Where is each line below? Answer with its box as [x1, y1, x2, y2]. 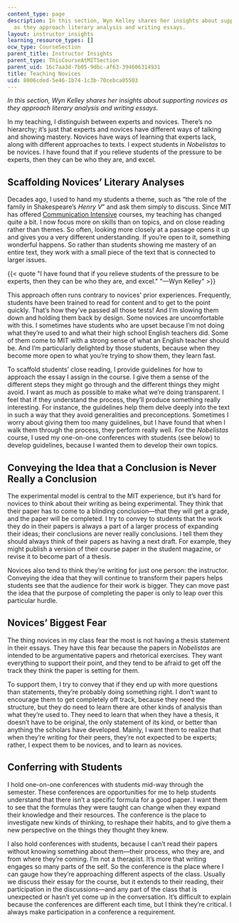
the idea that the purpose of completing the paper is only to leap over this [7, 589, 223, 597]
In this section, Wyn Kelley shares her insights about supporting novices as [7, 96, 228, 105]
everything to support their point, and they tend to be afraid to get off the [7, 659, 222, 667]
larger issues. [7, 256, 48, 264]
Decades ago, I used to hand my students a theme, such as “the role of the [7, 195, 227, 204]
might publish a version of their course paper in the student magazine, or [7, 545, 222, 553]
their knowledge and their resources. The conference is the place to [7, 810, 207, 819]
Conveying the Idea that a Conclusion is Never [7, 461, 217, 474]
